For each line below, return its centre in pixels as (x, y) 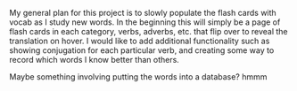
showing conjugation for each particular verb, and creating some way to (142, 50)
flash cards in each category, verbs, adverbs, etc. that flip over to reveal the (148, 31)
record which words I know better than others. (95, 60)
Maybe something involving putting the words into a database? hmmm (138, 77)
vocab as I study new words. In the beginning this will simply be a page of (145, 22)
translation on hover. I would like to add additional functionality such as (140, 41)
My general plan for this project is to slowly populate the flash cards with (143, 13)
